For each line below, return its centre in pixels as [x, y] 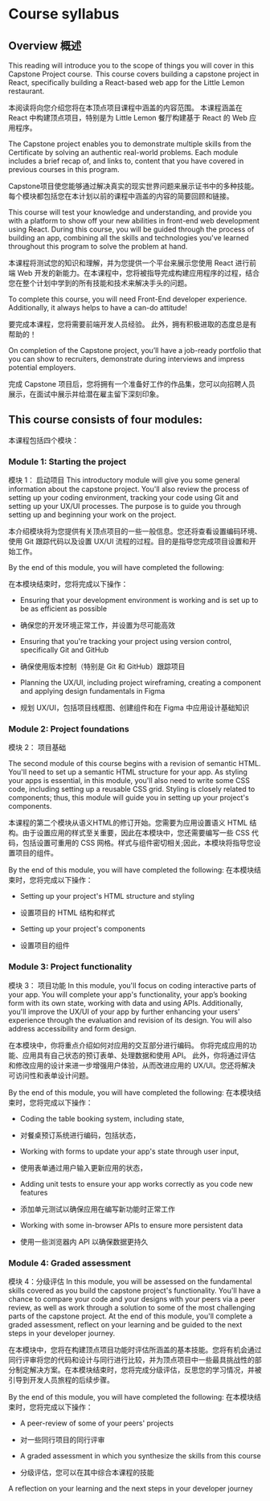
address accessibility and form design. [72, 1028]
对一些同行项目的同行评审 [62, 1439]
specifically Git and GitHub [64, 650]
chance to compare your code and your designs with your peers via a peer [132, 1299]
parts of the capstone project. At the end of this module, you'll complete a [131, 1316]
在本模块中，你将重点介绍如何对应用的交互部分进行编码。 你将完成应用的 [129, 1045]
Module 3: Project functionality [70, 967]
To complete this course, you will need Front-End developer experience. [128, 299]
